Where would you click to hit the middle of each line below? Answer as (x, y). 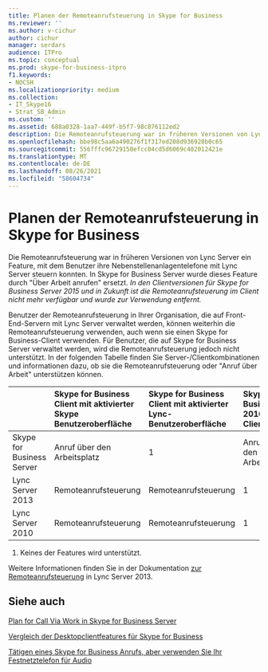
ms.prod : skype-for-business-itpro (67, 68)
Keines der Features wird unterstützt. (81, 552)
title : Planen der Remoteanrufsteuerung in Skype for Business (116, 16)
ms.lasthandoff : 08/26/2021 (55, 171)
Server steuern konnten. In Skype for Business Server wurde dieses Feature (133, 274)
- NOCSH (21, 82)
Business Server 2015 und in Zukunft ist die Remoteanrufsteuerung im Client (134, 291)
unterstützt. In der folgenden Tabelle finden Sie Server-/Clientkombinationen (134, 357)
